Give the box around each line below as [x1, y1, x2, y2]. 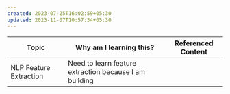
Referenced [174, 38, 214, 48]
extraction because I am [67, 67, 146, 76]
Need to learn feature [67, 58, 137, 68]
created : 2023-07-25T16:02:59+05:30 [7, 10, 112, 17]
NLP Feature [10, 62, 51, 72]
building [67, 75, 94, 85]
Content [180, 47, 207, 56]
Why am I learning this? [75, 43, 155, 52]
